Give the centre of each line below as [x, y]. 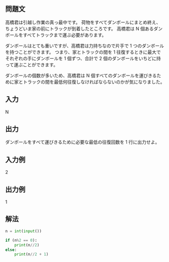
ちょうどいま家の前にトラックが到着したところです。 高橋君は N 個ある [79, 28]
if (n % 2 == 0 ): [21, 240]
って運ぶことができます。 [32, 64]
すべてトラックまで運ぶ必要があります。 [65, 35]
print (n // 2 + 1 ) [32, 254]
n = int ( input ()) [24, 231]
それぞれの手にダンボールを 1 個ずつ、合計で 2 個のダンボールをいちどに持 [83, 58]
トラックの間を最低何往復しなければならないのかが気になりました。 [94, 82]
